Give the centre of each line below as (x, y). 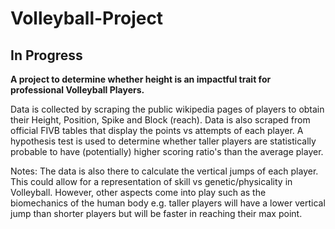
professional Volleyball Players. (77, 90)
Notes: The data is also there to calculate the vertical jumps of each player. (164, 171)
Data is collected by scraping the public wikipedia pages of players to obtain (167, 109)
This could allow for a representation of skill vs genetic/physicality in (151, 181)
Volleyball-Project (87, 18)
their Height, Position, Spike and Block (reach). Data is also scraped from (160, 120)
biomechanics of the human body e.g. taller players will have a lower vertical (168, 203)
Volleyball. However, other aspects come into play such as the (138, 192)
